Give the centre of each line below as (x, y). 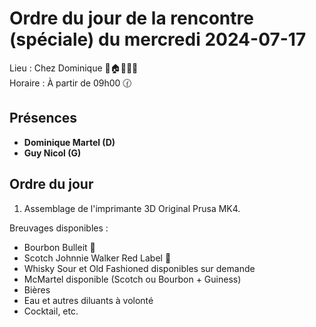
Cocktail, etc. (51, 311)
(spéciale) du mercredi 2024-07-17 (158, 39)
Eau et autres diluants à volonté (88, 300)
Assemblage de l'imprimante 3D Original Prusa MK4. (132, 208)
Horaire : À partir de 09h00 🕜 (70, 83)
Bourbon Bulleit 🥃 (59, 247)
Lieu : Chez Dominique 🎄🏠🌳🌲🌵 (74, 68)
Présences (43, 118)
